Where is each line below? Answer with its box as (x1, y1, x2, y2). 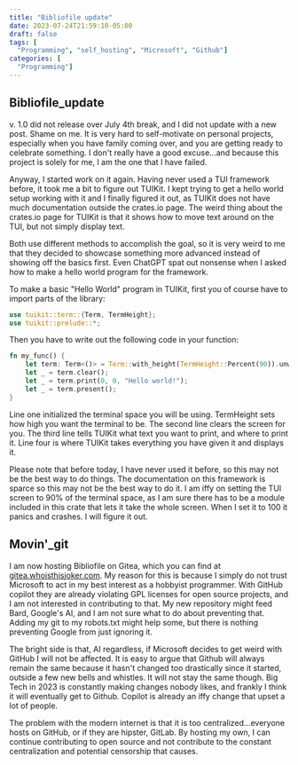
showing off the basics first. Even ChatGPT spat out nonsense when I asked (9, 256, 286, 267)
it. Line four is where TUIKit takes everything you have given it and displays (9, 437, 284, 448)
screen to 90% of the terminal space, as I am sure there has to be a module (9, 492, 286, 502)
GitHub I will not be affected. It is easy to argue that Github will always (9, 653, 265, 664)
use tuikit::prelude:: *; (9, 319, 101, 327)
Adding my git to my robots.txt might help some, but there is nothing (9, 617, 259, 627)
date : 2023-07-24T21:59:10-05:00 (9, 21, 133, 30)
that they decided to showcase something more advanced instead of (9, 248, 261, 258)
